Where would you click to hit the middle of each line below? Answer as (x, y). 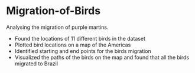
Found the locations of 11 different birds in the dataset (80, 38)
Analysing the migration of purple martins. (57, 27)
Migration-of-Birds (53, 11)
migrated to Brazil (36, 64)
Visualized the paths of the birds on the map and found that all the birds (102, 57)
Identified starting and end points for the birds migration (83, 51)
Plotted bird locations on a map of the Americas (73, 45)
